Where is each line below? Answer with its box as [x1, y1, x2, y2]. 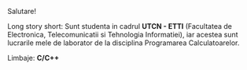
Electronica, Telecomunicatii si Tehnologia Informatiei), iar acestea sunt [7, 30, 238, 39]
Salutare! [7, 7, 37, 16]
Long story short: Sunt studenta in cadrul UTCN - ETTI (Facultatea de [7, 22, 233, 30]
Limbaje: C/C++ [7, 54, 60, 62]
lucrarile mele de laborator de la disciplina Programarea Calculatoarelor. [7, 38, 240, 47]
